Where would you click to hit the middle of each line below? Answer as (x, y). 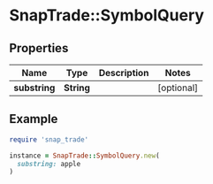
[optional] (178, 88)
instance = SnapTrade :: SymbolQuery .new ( (85, 156)
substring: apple (49, 164)
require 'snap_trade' (49, 139)
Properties (39, 48)
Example (34, 119)
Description (124, 73)
